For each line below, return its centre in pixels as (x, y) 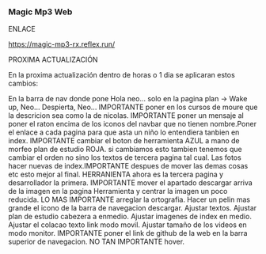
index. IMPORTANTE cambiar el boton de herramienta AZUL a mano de (124, 141)
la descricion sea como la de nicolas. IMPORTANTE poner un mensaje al (126, 116)
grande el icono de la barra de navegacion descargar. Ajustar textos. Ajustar (133, 208)
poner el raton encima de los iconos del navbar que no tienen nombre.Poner (133, 124)
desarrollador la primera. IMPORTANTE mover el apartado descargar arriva (131, 183)
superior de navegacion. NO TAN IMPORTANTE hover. (96, 242)
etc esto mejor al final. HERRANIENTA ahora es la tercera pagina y (116, 174)
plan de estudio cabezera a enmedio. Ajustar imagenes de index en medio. (130, 217)
